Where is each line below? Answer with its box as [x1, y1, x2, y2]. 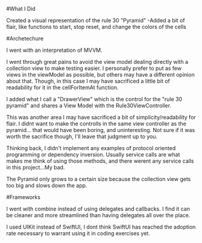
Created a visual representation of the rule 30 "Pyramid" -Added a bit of [6, 17, 185, 24]
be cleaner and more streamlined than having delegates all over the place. [6, 212, 191, 219]
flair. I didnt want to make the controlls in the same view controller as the [6, 120, 187, 127]
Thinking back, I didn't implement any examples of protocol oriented [6, 145, 176, 151]
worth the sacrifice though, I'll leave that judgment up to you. [6, 133, 158, 140]
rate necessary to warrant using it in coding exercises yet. [6, 230, 151, 237]
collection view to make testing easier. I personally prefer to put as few [6, 65, 182, 72]
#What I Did [6, 5, 36, 12]
